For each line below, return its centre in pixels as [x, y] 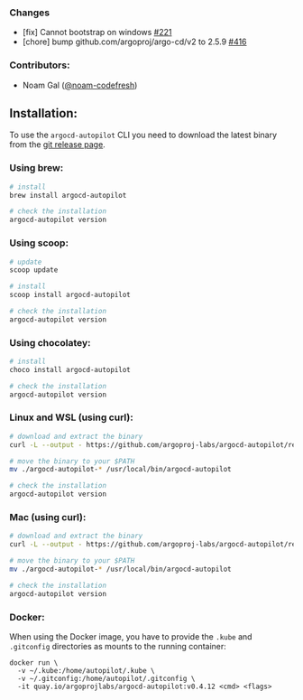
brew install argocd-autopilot [68, 195]
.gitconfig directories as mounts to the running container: [118, 646]
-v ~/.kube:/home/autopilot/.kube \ [86, 670]
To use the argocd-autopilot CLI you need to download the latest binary [143, 135]
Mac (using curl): [48, 518]
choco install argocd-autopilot [70, 369]
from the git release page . [57, 145]
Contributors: [40, 65]
